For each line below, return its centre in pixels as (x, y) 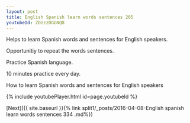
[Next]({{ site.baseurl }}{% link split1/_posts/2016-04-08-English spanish (95, 108)
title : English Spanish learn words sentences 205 (70, 17)
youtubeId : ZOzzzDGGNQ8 (36, 22)
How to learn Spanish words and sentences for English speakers (85, 85)
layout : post (22, 12)
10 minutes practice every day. (44, 74)
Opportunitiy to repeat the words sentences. (60, 51)
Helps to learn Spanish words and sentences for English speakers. (87, 40)
